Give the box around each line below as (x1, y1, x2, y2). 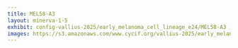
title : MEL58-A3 (7, 10, 55, 18)
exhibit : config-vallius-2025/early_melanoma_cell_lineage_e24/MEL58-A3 (7, 23, 227, 30)
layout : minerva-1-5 (7, 17, 69, 24)
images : (7, 30, 30, 37)
